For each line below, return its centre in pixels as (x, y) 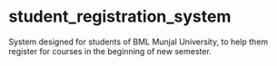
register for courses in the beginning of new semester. (110, 51)
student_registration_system (120, 17)
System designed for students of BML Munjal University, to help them (138, 42)
